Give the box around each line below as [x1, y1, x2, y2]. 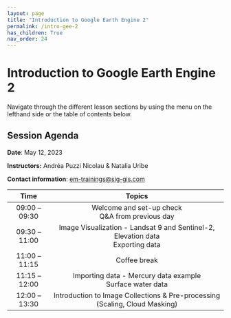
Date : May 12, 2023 [7, 148, 63, 156]
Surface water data [106, 279, 168, 289]
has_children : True [7, 29, 63, 36]
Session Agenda [7, 130, 79, 142]
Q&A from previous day [99, 211, 175, 221]
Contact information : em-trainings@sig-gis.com [7, 175, 146, 183]
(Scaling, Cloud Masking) [96, 299, 178, 308]
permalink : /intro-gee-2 [7, 23, 78, 30]
